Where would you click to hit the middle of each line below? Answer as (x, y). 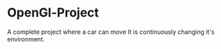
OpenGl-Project (53, 13)
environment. (26, 39)
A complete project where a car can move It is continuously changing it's (111, 32)
